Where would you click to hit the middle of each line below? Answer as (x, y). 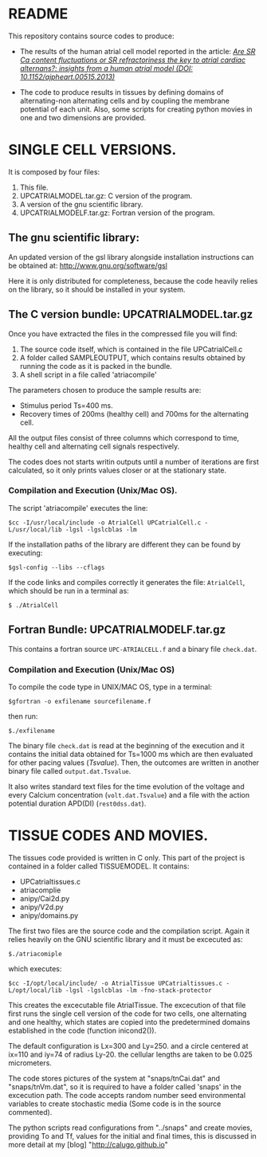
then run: (23, 716)
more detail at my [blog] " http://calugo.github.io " (88, 1144)
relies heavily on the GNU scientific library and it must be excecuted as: (126, 939)
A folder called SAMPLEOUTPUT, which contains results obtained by (132, 357)
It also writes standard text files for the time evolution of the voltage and (126, 786)
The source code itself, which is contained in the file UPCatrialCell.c (131, 349)
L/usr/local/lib (35, 529)
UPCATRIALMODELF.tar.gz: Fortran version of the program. (117, 213)
